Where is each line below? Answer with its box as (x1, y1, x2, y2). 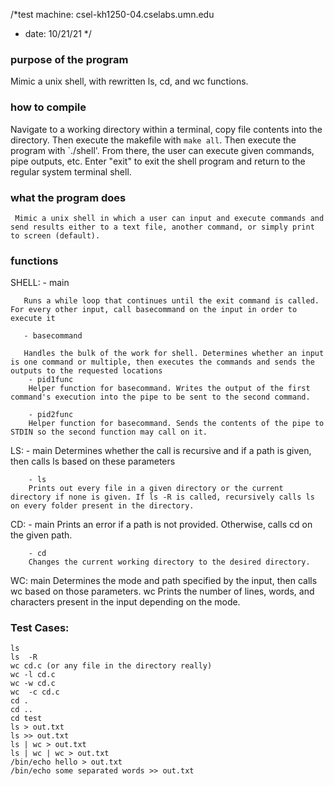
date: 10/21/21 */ (24, 28, 92, 39)
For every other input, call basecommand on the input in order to (10, 305, 298, 315)
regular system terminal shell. (10, 165, 132, 178)
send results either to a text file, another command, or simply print (10, 222, 315, 232)
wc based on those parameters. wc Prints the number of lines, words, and (10, 585, 315, 598)
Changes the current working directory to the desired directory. (28, 557, 311, 568)
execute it (10, 314, 56, 324)
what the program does (10, 190, 127, 204)
